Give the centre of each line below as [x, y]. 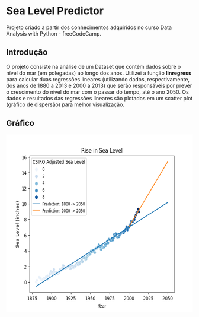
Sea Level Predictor [55, 11]
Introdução [27, 53]
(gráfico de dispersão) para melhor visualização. [65, 104]
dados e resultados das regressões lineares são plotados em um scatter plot [99, 98]
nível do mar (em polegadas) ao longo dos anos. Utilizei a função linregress [99, 73]
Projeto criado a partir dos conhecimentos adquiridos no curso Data [89, 27]
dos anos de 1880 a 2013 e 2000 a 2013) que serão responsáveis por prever [99, 85]
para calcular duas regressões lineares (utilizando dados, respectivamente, [98, 79]
